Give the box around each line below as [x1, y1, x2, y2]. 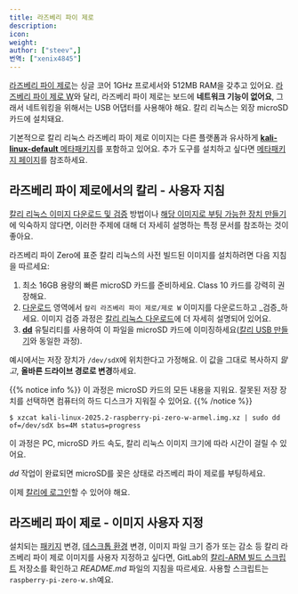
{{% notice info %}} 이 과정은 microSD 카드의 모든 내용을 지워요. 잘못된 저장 [9, 384, 278, 395]
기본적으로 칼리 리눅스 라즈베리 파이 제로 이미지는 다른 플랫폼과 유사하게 [9, 133, 259, 142]
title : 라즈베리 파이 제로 [9, 12, 94, 22]
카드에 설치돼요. [9, 113, 65, 124]
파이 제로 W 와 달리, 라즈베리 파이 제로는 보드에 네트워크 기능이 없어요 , [32, 91, 275, 102]
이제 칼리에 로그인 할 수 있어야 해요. [9, 486, 131, 497]
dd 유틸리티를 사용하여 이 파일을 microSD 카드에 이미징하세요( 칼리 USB [21, 324, 272, 335]
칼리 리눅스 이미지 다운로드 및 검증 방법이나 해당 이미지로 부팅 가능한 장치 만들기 [9, 208, 287, 219]
